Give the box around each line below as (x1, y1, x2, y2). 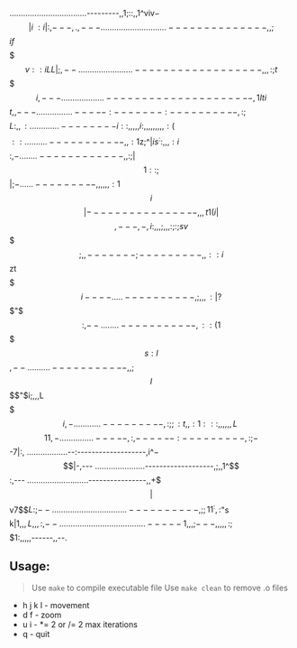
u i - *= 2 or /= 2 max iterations (22, 619, 138, 630)
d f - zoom (22, 609, 62, 621)
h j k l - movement (22, 600, 90, 611)
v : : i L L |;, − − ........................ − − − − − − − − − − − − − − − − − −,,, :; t (24, 64, 278, 75)
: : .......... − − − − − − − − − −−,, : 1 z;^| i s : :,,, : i (12, 134, 180, 147)
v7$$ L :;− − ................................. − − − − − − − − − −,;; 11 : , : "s (9, 503, 229, 515)
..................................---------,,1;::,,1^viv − (9, 8, 160, 18)
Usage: (9, 559, 51, 574)
